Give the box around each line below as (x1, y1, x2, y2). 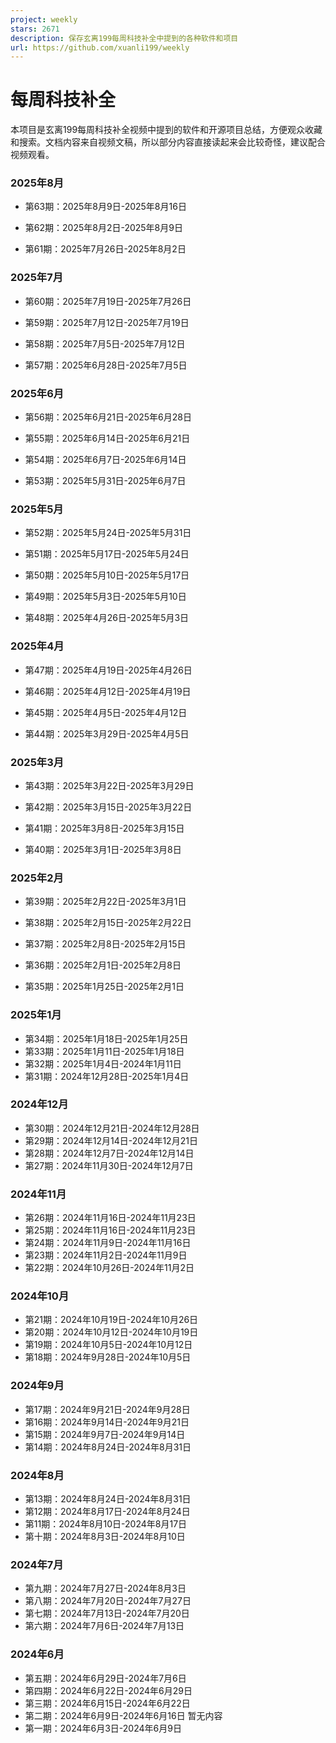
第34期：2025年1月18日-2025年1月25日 (24, 1032, 189, 1045)
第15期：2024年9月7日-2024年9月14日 (24, 1428, 186, 1440)
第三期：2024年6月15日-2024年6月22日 (24, 1697, 191, 1709)
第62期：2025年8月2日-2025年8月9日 (24, 222, 183, 234)
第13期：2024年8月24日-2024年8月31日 (24, 1493, 192, 1505)
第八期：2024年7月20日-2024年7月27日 (24, 1595, 192, 1607)
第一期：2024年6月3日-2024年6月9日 (24, 1722, 182, 1734)
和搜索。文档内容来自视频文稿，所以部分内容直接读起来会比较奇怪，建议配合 (10, 136, 326, 148)
